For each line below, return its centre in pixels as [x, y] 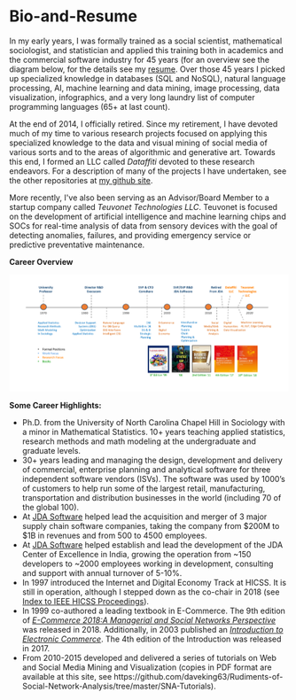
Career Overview [41, 261]
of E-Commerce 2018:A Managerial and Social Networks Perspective [149, 620]
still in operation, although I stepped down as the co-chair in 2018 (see [151, 592]
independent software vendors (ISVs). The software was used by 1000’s [153, 478]
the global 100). [51, 507]
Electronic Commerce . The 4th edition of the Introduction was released [152, 639]
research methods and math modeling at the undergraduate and [139, 441]
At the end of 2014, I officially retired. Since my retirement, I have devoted [144, 124]
